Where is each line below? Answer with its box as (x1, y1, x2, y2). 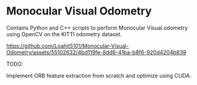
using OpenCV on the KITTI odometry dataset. (6, 30, 122, 37)
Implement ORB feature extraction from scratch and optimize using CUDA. (6, 72, 192, 79)
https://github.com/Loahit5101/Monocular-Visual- (6, 42, 129, 49)
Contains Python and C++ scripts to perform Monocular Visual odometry (6, 24, 188, 31)
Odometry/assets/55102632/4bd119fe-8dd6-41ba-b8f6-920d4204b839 (6, 48, 187, 55)
